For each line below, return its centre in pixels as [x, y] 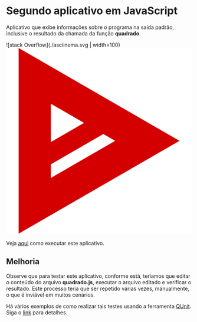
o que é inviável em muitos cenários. [51, 295]
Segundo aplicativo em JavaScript [92, 11]
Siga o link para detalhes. [37, 312]
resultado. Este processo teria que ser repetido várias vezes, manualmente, [98, 288]
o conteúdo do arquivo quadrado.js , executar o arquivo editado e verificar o [99, 282]
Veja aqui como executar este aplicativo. [55, 243]
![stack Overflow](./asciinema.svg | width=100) [63, 45]
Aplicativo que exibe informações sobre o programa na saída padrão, [90, 27]
